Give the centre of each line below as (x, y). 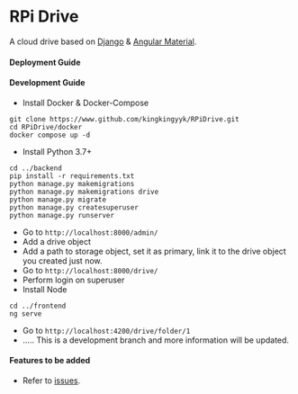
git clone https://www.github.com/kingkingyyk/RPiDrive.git (125, 119)
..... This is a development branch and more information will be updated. (156, 340)
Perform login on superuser (73, 280)
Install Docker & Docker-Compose (86, 103)
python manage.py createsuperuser (74, 207)
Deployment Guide (45, 62)
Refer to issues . (51, 381)
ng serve (26, 313)
